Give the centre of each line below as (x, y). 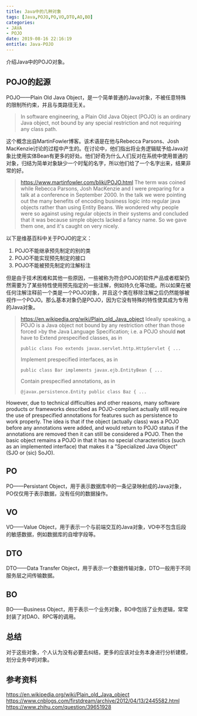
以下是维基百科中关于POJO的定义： (49, 238)
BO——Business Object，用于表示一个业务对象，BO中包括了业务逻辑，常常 (97, 609)
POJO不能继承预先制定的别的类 (52, 250)
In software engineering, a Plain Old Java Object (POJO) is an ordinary (106, 116)
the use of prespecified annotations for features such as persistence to (92, 415)
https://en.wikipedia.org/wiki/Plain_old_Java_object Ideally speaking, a (106, 319)
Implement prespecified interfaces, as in (69, 359)
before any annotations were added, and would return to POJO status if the (97, 427)
